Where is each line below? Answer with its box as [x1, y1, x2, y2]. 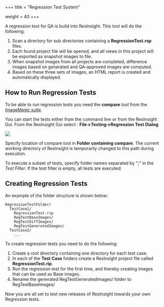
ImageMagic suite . [5, 106, 43, 112]
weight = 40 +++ [5, 14, 39, 19]
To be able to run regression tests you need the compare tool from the [5, 102, 147, 107]
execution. [5, 151, 26, 156]
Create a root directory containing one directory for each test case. [12, 250, 148, 256]
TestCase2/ [9, 228, 32, 232]
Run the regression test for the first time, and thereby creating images [12, 266, 153, 272]
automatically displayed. [12, 75, 61, 80]
